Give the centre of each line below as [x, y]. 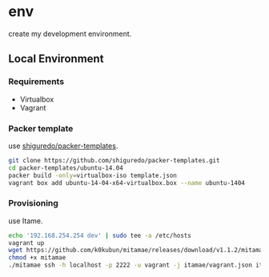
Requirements [36, 82]
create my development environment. [70, 34]
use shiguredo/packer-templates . [63, 146]
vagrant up [26, 243]
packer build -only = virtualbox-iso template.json [93, 175]
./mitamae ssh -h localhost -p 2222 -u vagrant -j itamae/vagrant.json [130, 265]
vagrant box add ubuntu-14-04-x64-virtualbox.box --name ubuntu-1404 [127, 183]
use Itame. [26, 221]
